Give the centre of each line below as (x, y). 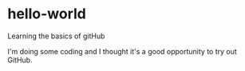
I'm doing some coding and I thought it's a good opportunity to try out (122, 51)
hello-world (47, 14)
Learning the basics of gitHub (56, 36)
